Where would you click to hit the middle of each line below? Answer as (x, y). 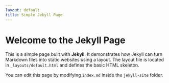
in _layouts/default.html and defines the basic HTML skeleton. (72, 65)
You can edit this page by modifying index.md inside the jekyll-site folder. (84, 75)
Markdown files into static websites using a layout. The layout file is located (85, 60)
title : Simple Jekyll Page (34, 15)
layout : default (22, 10)
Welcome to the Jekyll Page (65, 40)
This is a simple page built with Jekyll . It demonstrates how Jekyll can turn (84, 54)
